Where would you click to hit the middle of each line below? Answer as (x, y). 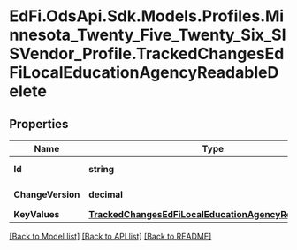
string (101, 169)
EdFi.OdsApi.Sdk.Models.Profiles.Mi (147, 16)
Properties (39, 124)
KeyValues (37, 214)
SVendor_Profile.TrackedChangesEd (147, 54)
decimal (106, 194)
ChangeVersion (47, 194)
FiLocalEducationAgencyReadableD (144, 73)
